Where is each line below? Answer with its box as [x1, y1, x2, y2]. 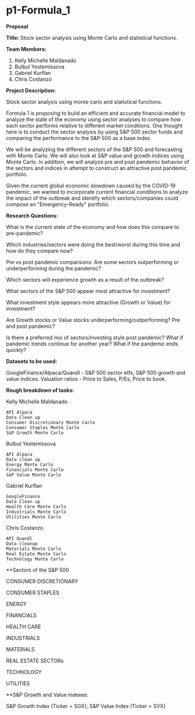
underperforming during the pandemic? [6, 265, 101, 272]
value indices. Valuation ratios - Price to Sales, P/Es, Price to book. [6, 375, 166, 382]
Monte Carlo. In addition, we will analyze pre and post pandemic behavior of [6, 158, 190, 165]
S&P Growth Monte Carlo [6, 430, 64, 436]
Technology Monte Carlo [6, 556, 64, 562]
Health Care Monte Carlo [6, 504, 67, 509]
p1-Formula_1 [6, 4, 71, 17]
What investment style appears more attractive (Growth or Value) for [6, 299, 171, 306]
